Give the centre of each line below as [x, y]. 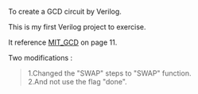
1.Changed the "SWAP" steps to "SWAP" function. [109, 73]
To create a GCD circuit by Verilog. [65, 12]
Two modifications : [41, 58]
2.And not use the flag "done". [77, 82]
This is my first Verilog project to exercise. [77, 27]
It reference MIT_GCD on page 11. [63, 42]
